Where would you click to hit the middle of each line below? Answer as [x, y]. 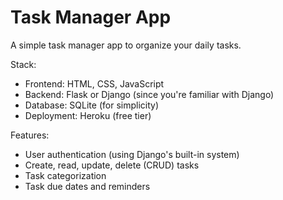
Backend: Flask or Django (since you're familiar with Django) [149, 94]
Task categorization [65, 175]
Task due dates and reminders [87, 186]
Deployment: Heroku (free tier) [88, 115]
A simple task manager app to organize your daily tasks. [126, 45]
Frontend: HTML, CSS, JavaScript [94, 83]
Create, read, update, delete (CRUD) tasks [112, 165]
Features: [30, 135]
